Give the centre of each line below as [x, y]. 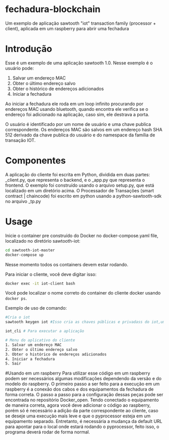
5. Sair [13, 363]
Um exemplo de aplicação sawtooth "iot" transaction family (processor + [81, 23]
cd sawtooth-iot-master [30, 250]
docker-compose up [24, 255]
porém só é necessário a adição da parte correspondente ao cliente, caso [82, 411]
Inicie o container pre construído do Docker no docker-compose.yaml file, [82, 236]
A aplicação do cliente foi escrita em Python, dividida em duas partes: [78, 174]
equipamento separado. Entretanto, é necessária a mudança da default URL [84, 421]
